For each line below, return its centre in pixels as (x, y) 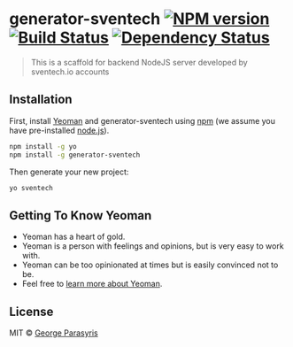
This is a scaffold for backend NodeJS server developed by (139, 62)
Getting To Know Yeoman (81, 216)
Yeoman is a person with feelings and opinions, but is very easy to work (153, 246)
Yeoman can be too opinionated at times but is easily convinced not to (150, 265)
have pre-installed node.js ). (59, 130)
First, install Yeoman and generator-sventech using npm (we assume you (143, 120)
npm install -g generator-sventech (75, 155)
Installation (41, 100)
